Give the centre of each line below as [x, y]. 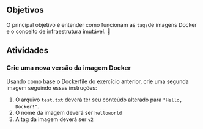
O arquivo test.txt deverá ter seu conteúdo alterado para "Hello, [98, 100]
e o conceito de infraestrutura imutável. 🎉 [59, 31]
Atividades [28, 50]
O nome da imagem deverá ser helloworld [68, 112]
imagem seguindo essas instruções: [52, 87]
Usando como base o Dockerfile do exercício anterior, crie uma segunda [98, 81]
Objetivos [25, 10]
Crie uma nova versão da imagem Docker [69, 68]
